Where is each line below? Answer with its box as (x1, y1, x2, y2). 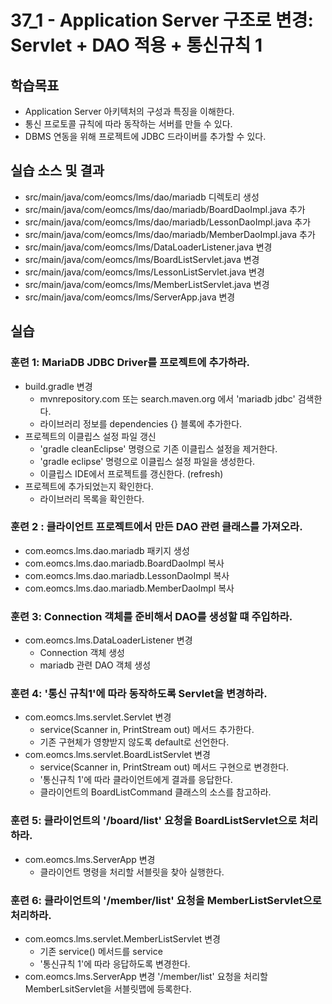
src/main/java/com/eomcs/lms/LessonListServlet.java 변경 (24, 266, 265, 278)
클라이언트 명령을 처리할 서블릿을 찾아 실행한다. (39, 866, 225, 878)
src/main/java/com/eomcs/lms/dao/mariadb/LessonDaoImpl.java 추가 (24, 216, 312, 228)
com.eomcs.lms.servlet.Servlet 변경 (24, 711, 172, 723)
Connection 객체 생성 (39, 647, 125, 659)
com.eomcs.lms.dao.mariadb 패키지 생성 (24, 544, 190, 556)
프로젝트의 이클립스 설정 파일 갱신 (24, 430, 157, 442)
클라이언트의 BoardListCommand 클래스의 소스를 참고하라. (39, 786, 272, 798)
